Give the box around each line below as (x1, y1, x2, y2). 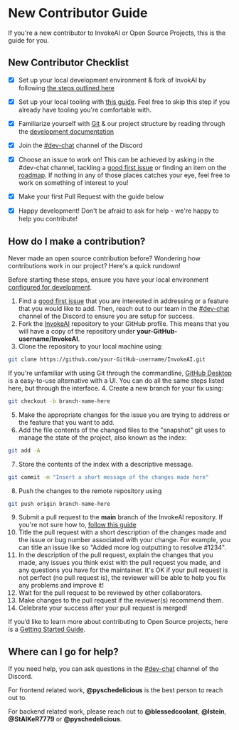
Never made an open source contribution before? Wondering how (8, 254, 201, 263)
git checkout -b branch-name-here (8, 397, 111, 405)
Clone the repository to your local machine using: (18, 342, 163, 350)
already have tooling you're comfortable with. (18, 105, 152, 114)
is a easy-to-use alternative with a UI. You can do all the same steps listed (8, 376, 225, 385)
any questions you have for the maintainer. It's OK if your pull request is (18, 566, 228, 574)
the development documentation (18, 127, 115, 136)
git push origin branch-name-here (8, 500, 111, 507)
